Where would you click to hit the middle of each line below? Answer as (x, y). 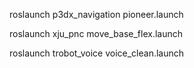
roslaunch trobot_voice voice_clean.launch (97, 53)
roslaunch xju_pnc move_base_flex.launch (96, 33)
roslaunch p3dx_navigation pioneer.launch (96, 14)
